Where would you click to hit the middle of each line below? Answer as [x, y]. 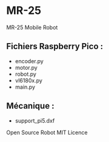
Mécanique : [30, 106]
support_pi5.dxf [35, 120]
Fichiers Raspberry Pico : [55, 46]
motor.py [26, 67]
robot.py [25, 74]
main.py [25, 87]
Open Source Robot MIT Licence [47, 132]
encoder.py [29, 61]
